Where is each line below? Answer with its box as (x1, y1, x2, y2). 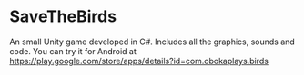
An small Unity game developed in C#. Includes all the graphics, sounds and (9, 36, 296, 47)
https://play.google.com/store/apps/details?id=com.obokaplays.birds (9, 55, 269, 66)
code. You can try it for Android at (9, 45, 137, 56)
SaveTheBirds (9, 6, 117, 27)
